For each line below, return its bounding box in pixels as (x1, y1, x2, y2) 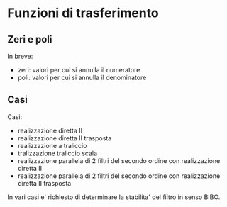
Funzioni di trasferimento (7, 5, 160, 21)
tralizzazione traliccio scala (17, 149, 98, 157)
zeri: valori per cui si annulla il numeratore (17, 66, 140, 74)
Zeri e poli (7, 33, 52, 45)
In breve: (7, 52, 33, 60)
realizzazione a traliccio (17, 141, 87, 150)
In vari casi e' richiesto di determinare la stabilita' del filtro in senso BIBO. (7, 193, 221, 201)
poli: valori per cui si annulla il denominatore (17, 73, 147, 82)
